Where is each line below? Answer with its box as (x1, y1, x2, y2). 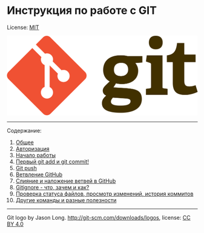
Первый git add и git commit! (15, 158, 90, 165)
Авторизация (15, 145, 50, 153)
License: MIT (7, 24, 39, 31)
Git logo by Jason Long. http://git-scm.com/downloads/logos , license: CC (7, 214, 191, 222)
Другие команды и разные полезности (15, 197, 117, 204)
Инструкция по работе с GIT (7, 4, 157, 18)
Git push (15, 165, 37, 172)
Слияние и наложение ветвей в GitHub (15, 177, 116, 185)
